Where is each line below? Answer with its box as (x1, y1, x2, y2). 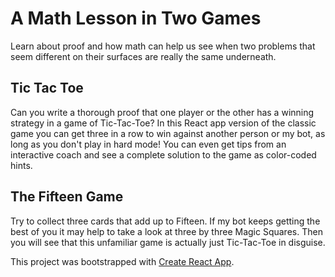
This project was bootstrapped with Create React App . (10, 255, 235, 267)
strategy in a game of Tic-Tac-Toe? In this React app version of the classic (10, 117, 317, 129)
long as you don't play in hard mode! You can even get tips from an (10, 138, 287, 150)
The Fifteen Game (10, 188, 124, 206)
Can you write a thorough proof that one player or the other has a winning (10, 106, 315, 118)
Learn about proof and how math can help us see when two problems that (10, 40, 316, 52)
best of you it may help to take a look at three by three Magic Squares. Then (10, 225, 323, 237)
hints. (10, 159, 33, 171)
